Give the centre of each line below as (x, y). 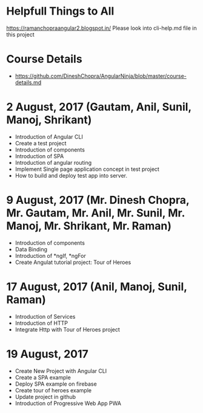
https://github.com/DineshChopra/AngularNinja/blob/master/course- (101, 76)
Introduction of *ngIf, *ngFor (51, 255)
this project (20, 34)
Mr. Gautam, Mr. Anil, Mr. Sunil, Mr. (95, 213)
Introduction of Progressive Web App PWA (68, 403)
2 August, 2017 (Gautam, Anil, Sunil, (99, 107)
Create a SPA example (43, 377)
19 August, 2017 (48, 354)
